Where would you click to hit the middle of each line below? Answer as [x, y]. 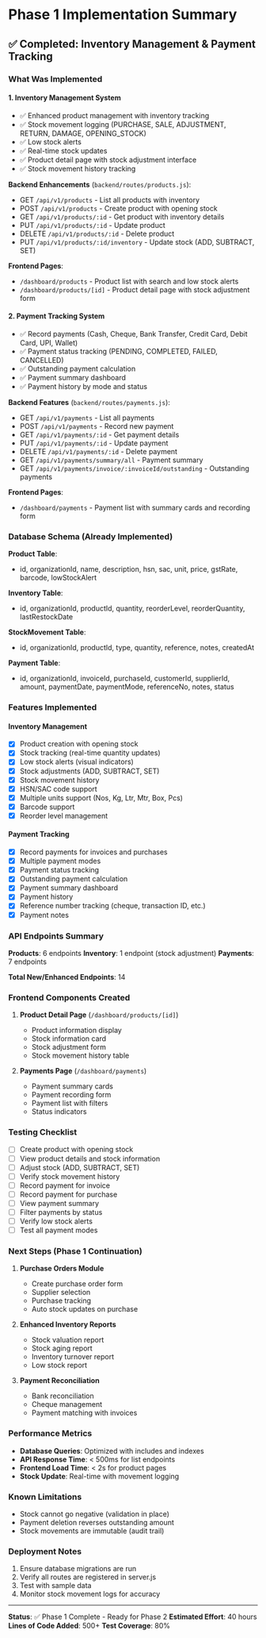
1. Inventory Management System [65, 98]
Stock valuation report [68, 1340]
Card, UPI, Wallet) [49, 342]
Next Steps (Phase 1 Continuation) [75, 1251]
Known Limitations [45, 1497]
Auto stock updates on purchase [85, 1309]
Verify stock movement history [70, 1176]
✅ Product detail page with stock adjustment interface [108, 160]
